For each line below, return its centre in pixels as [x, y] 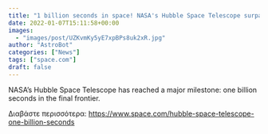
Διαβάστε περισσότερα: [47, 113]
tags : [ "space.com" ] [43, 60]
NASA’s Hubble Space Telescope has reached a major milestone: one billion [133, 90]
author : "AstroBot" [41, 45]
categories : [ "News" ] [44, 52]
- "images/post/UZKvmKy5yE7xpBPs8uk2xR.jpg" [91, 38]
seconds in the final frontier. [55, 98]
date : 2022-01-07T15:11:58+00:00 [64, 23]
